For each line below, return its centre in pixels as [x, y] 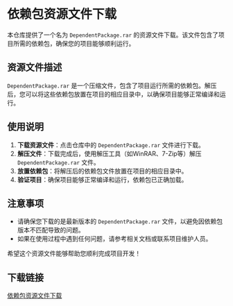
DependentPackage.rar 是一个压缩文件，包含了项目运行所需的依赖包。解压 [112, 85]
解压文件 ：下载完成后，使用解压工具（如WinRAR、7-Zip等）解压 [110, 153]
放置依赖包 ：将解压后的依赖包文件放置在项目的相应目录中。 [102, 171]
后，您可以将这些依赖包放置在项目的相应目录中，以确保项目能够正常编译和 [113, 94]
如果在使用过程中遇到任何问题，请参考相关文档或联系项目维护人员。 [114, 239]
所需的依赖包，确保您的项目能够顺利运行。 [74, 43]
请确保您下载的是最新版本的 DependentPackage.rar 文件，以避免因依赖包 [120, 221]
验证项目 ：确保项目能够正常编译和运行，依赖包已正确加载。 [102, 179]
